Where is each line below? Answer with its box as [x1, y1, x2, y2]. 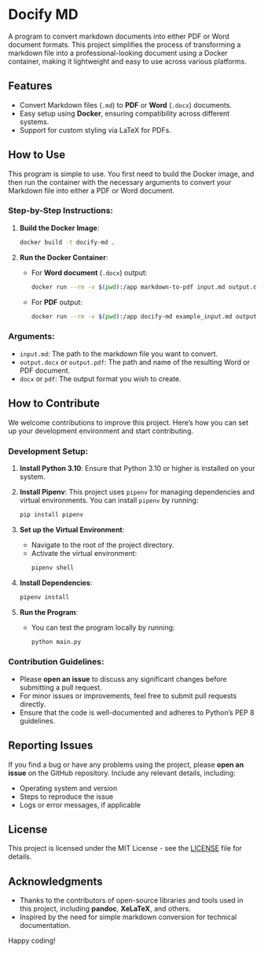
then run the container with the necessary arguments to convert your [8, 177, 232, 186]
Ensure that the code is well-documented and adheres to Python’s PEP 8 [19, 708, 255, 717]
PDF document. [19, 366, 71, 375]
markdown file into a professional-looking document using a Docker [8, 48, 228, 57]
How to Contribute [8, 397, 101, 410]
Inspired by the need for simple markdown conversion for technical [19, 912, 237, 922]
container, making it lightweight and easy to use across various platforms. [8, 57, 247, 66]
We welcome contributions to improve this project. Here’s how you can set [8, 418, 249, 427]
